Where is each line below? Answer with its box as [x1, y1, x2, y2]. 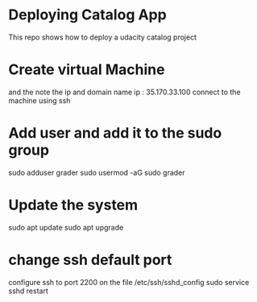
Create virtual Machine [8, 60, 165, 79]
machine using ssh [8, 95, 71, 105]
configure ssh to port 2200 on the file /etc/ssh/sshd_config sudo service [8, 277, 250, 287]
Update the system [8, 196, 139, 214]
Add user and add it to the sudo [8, 124, 222, 143]
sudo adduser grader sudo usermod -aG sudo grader [8, 168, 185, 177]
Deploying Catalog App [8, 6, 167, 24]
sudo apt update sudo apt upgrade [8, 222, 124, 232]
